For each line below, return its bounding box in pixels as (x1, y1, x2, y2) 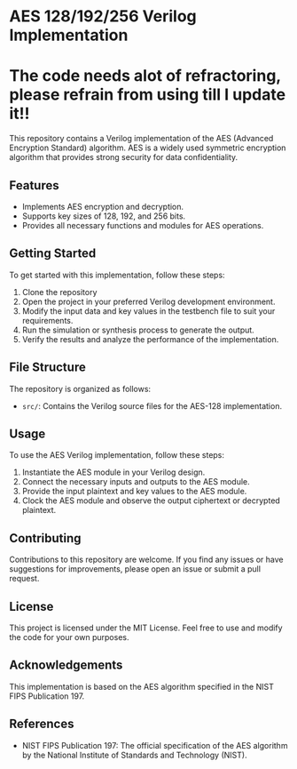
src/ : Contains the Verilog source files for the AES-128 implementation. (21, 400, 282, 411)
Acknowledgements (9, 658, 123, 673)
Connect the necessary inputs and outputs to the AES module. (21, 477, 250, 487)
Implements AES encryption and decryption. (21, 201, 184, 212)
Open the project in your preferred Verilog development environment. (21, 296, 276, 307)
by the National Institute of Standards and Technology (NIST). (21, 749, 247, 760)
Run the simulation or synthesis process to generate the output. (21, 324, 254, 335)
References (9, 717, 74, 732)
